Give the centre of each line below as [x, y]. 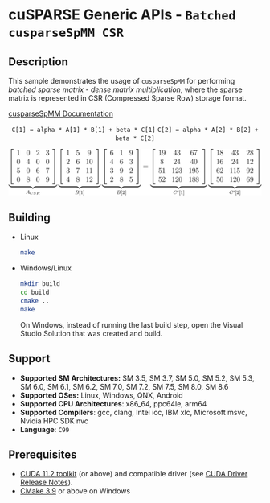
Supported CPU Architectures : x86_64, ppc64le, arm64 [113, 403]
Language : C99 [45, 429]
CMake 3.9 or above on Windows [75, 491]
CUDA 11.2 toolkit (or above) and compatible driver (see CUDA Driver [134, 474]
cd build [35, 293]
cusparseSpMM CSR [66, 33]
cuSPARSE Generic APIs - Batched [122, 15]
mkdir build [40, 284]
